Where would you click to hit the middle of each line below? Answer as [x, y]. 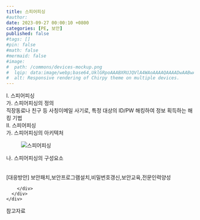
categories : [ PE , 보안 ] [34, 28]
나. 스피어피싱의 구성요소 [35, 158]
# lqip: [17, 73]
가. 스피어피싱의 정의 [30, 103]
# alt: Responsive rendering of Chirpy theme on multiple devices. [93, 78]
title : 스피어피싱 [26, 12]
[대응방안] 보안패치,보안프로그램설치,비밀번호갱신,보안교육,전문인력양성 [89, 177]
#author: [17, 17]
